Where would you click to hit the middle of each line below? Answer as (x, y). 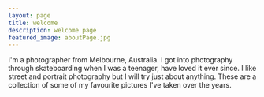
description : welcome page (52, 30)
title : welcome (33, 23)
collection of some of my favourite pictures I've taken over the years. (120, 85)
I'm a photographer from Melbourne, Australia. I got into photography (121, 60)
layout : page (30, 15)
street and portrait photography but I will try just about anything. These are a (132, 76)
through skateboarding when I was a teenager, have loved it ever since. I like (132, 69)
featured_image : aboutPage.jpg (59, 37)
